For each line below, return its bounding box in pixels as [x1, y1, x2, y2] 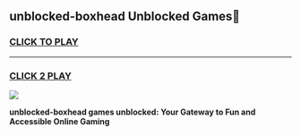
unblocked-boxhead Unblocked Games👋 [9, 9, 240, 24]
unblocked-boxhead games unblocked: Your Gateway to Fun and [9, 106, 256, 117]
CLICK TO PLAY [9, 36, 79, 48]
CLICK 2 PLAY [9, 69, 72, 81]
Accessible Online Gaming [9, 115, 110, 126]
